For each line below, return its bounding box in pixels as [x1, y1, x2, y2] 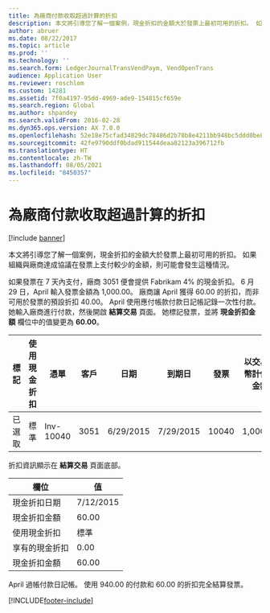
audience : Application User [8, 72, 103, 80]
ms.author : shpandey [8, 109, 78, 117]
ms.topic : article [8, 42, 70, 50]
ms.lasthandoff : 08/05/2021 [8, 162, 103, 170]
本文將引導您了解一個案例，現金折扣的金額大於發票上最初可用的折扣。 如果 [8, 249, 257, 259]
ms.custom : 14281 [8, 86, 67, 95]
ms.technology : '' [8, 57, 70, 65]
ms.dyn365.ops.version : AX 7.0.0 [8, 124, 121, 132]
